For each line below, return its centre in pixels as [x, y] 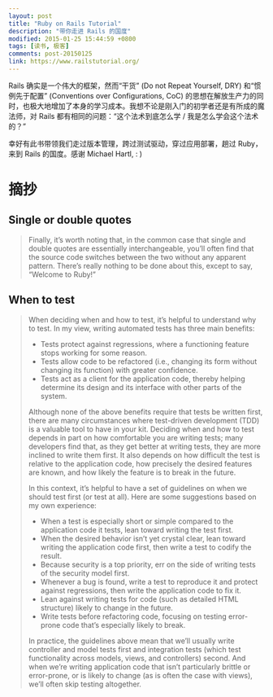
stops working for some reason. [94, 353]
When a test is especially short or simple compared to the [137, 521]
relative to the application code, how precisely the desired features [140, 463]
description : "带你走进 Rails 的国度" [70, 31]
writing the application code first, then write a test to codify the [146, 547]
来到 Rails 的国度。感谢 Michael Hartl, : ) [76, 153]
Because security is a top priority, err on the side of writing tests [148, 564]
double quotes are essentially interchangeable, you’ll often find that [141, 248]
